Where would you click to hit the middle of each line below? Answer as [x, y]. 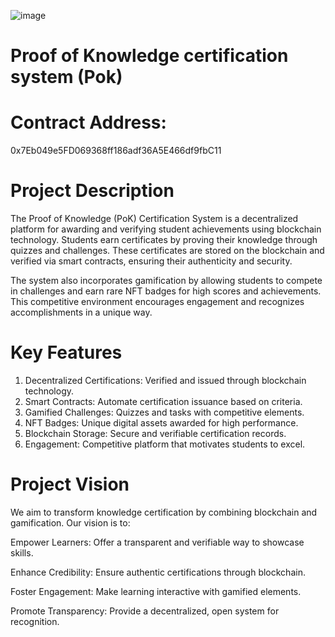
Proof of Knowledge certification [149, 56]
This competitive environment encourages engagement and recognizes [157, 302]
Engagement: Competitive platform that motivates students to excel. [165, 444]
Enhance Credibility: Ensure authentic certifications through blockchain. [158, 572]
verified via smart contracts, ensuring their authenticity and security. [151, 261]
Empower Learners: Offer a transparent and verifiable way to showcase [157, 542]
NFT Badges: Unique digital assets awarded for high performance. [161, 423]
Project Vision [70, 484]
